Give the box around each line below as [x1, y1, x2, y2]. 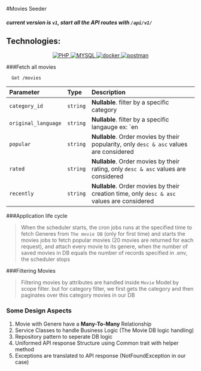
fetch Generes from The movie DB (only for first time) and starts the [20, 230, 185, 238]
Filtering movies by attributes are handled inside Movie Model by [20, 279, 179, 286]
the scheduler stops [20, 256, 71, 263]
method [14, 345, 35, 352]
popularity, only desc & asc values [92, 140, 188, 148]
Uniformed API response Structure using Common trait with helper [14, 339, 179, 346]
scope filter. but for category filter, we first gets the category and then [20, 285, 194, 293]
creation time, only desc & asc [92, 190, 176, 198]
